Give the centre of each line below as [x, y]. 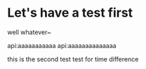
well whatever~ [29, 32]
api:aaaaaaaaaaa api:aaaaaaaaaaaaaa [62, 45]
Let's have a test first [70, 13]
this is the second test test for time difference [73, 59]
